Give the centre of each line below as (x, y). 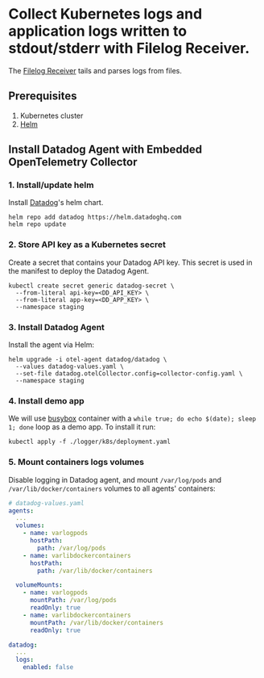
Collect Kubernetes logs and (105, 14)
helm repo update (37, 224)
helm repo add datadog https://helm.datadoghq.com (95, 218)
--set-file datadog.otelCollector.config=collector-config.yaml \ (129, 374)
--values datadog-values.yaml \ (70, 367)
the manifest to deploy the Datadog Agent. (79, 270)
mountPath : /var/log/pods (73, 601)
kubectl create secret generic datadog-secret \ (91, 286)
